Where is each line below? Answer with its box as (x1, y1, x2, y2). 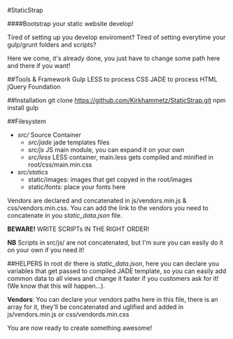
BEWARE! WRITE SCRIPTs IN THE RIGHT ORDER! (7, 225, 150, 233)
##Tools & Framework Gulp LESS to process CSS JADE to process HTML (7, 75, 218, 83)
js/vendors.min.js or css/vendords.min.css (7, 310, 129, 318)
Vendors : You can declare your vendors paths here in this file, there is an (7, 296, 218, 303)
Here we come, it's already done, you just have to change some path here (7, 54, 220, 62)
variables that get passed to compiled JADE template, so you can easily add (7, 267, 227, 275)
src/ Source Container (17, 131, 82, 139)
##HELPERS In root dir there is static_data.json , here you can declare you (7, 259, 219, 268)
